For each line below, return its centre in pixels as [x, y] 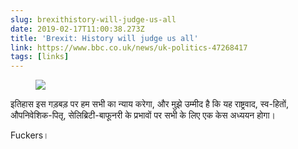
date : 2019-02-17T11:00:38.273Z [77, 29]
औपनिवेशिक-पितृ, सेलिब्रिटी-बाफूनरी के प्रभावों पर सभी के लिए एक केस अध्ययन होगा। [143, 115]
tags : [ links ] [40, 57]
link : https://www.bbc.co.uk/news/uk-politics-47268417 [129, 47]
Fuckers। [30, 135]
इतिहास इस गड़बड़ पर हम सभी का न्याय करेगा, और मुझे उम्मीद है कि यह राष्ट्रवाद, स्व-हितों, [149, 104]
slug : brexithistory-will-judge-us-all [93, 19]
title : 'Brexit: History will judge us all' [104, 38]
